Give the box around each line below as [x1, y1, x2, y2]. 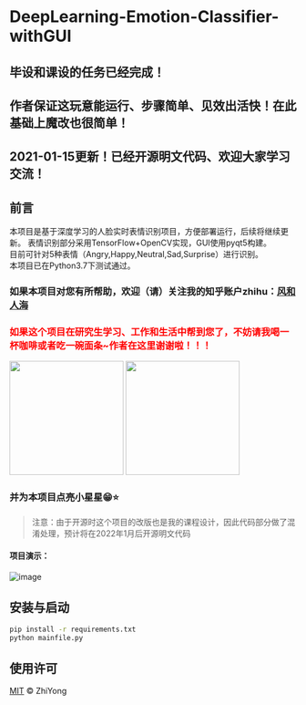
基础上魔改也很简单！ [9, 115, 129, 130]
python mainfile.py [9, 633, 84, 642]
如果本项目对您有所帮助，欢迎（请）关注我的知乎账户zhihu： [9, 285, 278, 298]
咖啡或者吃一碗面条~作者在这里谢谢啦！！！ [18, 339, 212, 352]
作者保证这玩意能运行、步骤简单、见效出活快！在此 [9, 98, 297, 113]
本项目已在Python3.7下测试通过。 [9, 260, 136, 271]
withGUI [9, 26, 72, 47]
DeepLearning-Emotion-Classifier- [9, 6, 280, 27]
